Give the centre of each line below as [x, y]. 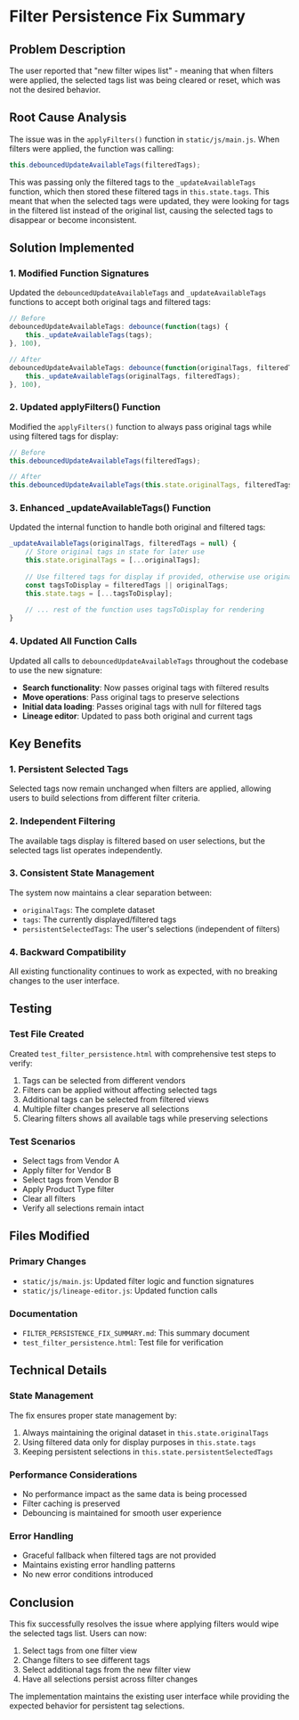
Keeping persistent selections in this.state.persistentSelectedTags [148, 1452]
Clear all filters [48, 1199]
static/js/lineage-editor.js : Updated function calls [120, 1290]
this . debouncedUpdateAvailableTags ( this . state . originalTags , [125, 485]
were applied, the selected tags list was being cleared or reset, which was [145, 80]
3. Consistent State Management [82, 873]
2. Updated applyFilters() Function [85, 407]
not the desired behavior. [55, 90]
